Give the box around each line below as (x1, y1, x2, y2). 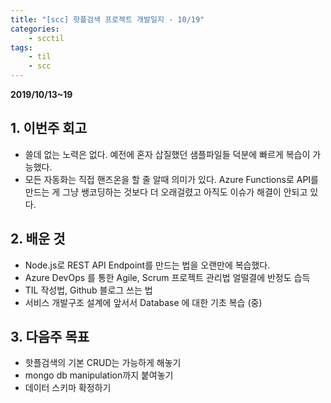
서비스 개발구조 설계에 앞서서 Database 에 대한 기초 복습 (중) (24, 296, 263, 308)
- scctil (28, 33, 65, 43)
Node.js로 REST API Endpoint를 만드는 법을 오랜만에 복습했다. (24, 259, 271, 271)
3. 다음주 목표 (10, 329, 90, 346)
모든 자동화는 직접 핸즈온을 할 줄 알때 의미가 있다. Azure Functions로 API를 (24, 173, 319, 185)
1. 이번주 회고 (10, 120, 87, 137)
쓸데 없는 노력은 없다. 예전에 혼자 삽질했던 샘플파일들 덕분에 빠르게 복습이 (24, 148, 311, 160)
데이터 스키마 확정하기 (24, 382, 112, 394)
